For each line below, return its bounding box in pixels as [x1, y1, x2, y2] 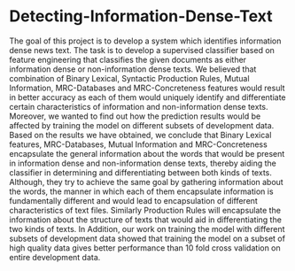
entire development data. [9, 252, 101, 262]
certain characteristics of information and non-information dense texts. [9, 101, 268, 112]
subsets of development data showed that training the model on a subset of [9, 233, 286, 244]
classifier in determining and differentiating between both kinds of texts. [9, 166, 272, 178]
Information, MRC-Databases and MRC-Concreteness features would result [9, 82, 285, 93]
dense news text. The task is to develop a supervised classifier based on [9, 44, 275, 55]
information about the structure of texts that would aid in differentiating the [9, 214, 282, 225]
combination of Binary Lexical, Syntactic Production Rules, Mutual [9, 73, 250, 83]
